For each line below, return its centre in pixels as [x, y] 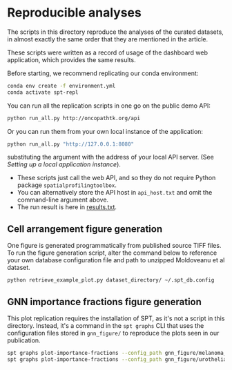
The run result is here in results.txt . [67, 207]
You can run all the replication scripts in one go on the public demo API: [109, 106]
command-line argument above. [63, 200]
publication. [24, 340]
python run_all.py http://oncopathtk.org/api [74, 118]
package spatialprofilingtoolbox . [67, 185]
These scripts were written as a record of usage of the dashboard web [108, 52]
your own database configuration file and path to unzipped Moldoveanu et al [116, 260]
